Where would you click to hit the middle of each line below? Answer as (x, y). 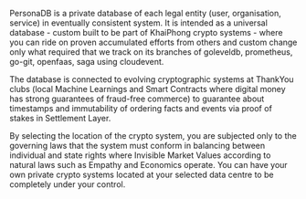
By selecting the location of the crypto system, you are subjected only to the (153, 136)
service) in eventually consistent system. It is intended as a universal (138, 23)
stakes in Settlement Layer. (60, 118)
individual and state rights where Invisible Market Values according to (140, 155)
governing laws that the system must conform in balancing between (137, 146)
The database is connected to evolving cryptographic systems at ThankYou (152, 79)
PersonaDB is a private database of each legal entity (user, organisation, (145, 13)
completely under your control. (68, 184)
